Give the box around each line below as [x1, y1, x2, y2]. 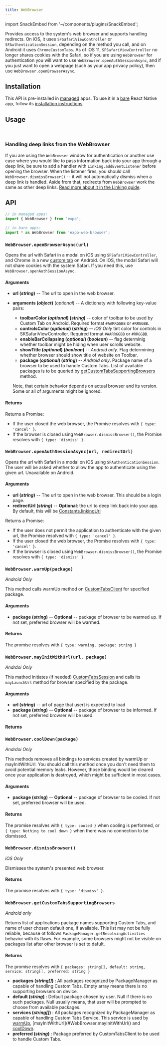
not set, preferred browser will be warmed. [12, 619, 101, 625]
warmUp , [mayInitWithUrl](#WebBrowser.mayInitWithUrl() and [12, 1020, 141, 1026]
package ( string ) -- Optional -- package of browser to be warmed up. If [12, 614, 162, 620]
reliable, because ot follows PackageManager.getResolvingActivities [5, 930, 146, 936]
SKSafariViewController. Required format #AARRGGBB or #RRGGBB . [19, 331, 149, 337]
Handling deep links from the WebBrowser [5, 141, 110, 148]
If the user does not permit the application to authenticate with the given [12, 527, 161, 533]
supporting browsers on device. [12, 988, 78, 994]
